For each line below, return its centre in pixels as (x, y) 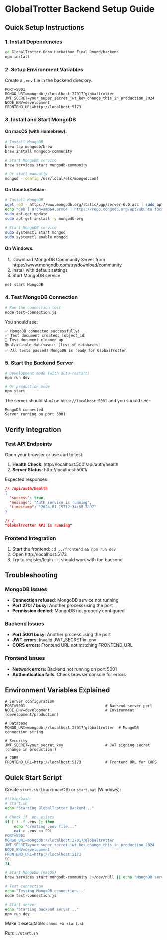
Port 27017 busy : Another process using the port (63, 605)
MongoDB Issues (26, 589)
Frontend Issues (25, 658)
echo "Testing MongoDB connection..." (45, 891)
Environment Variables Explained (58, 690)
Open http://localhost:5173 (40, 554)
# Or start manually (27, 174)
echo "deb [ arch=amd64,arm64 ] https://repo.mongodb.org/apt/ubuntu (79, 210)
